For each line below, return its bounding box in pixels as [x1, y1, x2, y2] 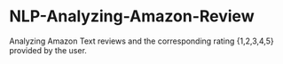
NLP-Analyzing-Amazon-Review [9, 6, 255, 27]
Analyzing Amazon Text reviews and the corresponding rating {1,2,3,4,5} [9, 36, 274, 46]
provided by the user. [9, 44, 87, 55]
